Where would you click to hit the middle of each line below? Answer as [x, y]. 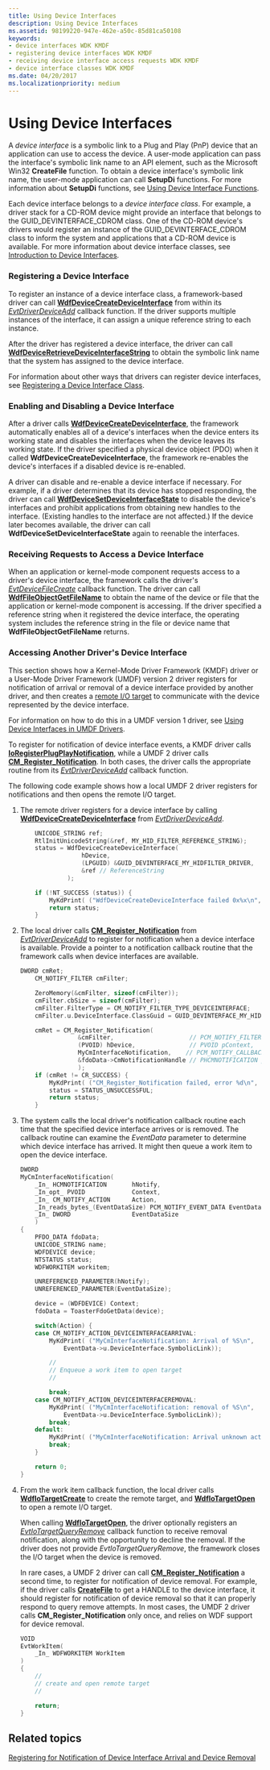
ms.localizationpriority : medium [64, 83]
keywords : [25, 38]
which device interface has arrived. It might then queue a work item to [136, 1147]
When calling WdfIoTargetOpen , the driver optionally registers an [128, 1522]
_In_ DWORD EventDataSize [107, 1214]
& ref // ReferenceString [123, 871]
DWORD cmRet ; [42, 971]
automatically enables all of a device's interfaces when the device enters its [134, 432]
